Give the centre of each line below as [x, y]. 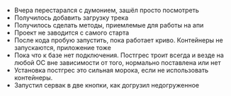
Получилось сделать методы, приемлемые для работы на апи [109, 25]
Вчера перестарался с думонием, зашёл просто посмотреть [107, 10]
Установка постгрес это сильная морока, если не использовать [111, 70]
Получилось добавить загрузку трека [71, 18]
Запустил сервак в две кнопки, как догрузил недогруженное [107, 85]
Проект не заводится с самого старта [72, 32]
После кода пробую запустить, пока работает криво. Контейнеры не [118, 40]
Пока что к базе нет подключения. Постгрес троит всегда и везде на [119, 55]
